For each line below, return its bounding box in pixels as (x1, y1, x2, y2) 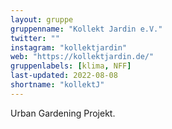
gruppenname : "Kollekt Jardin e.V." (10, 24, 163, 34)
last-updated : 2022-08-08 (10, 71, 118, 81)
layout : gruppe (10, 14, 74, 25)
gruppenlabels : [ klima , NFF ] (10, 61, 132, 71)
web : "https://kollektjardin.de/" (10, 52, 155, 62)
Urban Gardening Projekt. (10, 107, 116, 119)
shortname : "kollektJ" (10, 80, 105, 90)
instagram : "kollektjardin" (10, 42, 128, 53)
